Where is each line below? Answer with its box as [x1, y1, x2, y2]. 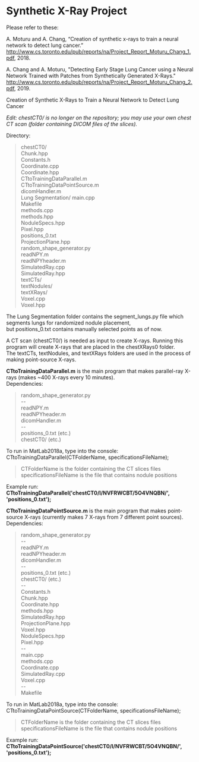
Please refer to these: [6, 24, 59, 31]
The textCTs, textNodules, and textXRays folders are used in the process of [6, 349, 191, 357]
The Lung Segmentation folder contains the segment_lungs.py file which [6, 313, 184, 320]
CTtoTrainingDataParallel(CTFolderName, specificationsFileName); [6, 454, 169, 461]
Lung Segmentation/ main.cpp [20, 194, 95, 201]
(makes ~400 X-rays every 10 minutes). [18, 373, 115, 381]
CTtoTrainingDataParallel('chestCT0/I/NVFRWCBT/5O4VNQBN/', [6, 489, 170, 496]
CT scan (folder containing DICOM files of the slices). [6, 120, 138, 127]
